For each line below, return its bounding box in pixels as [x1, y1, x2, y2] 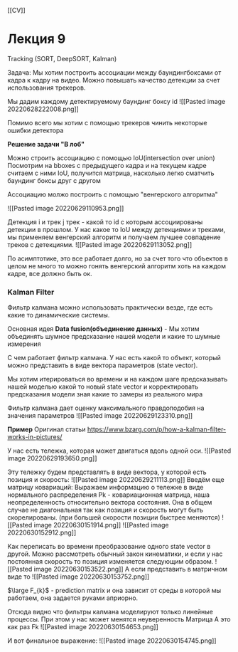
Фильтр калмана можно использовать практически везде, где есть [7, 303, 213, 312]
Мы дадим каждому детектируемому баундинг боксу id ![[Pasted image [7, 97, 226, 105]
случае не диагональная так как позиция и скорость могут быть [7, 505, 204, 515]
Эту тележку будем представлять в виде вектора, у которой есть [7, 468, 207, 476]
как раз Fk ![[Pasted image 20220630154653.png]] [7, 623, 158, 631]
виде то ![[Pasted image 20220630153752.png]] [7, 572, 150, 581]
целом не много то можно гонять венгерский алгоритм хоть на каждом [7, 261, 226, 270]
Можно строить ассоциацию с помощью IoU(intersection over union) [7, 153, 215, 162]
